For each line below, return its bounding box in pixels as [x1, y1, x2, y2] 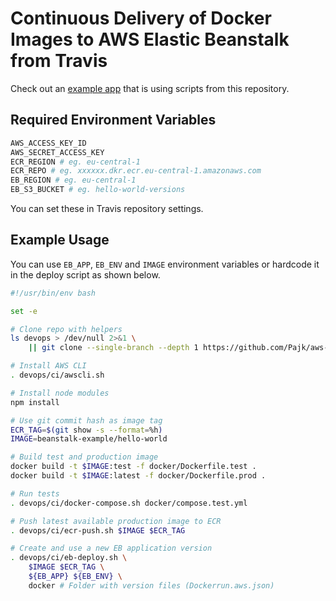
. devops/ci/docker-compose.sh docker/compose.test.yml [10, 498, 248, 508]
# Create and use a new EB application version [10, 543, 213, 554]
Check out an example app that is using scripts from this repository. [10, 82, 290, 94]
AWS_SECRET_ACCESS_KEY [10, 147, 105, 157]
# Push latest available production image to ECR [10, 516, 222, 526]
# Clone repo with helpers [10, 324, 123, 334]
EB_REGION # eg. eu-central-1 [10, 175, 137, 186]
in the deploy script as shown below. [10, 268, 161, 281]
